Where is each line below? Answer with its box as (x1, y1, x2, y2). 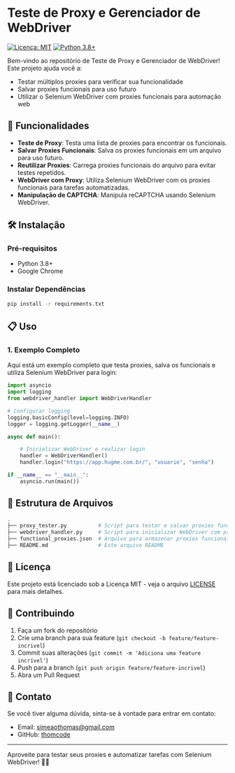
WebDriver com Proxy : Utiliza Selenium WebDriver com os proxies (17, 176, 211, 184)
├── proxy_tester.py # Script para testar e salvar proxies (7, 523, 215, 530)
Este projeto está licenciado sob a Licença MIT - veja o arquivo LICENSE (7, 579, 216, 588)
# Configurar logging (7, 407, 71, 414)
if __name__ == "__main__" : (7, 471, 90, 478)
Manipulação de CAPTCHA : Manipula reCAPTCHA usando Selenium (17, 190, 215, 199)
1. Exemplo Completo (7, 345, 80, 355)
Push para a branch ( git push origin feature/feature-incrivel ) (17, 663, 206, 672)
